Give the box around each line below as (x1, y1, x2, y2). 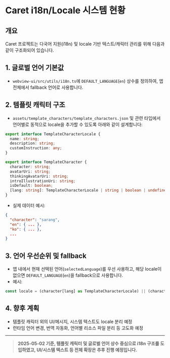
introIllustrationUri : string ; (10, 178, 76, 183)
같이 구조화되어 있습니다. (5, 47, 54, 53)
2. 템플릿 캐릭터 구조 (5, 101, 66, 109)
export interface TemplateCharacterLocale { (5, 132, 101, 137)
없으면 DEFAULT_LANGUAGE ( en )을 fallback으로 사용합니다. (12, 272, 123, 278)
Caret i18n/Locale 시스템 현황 (5, 5, 125, 16)
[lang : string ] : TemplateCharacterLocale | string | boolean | (10, 188, 146, 193)
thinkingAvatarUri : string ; (10, 174, 69, 179)
